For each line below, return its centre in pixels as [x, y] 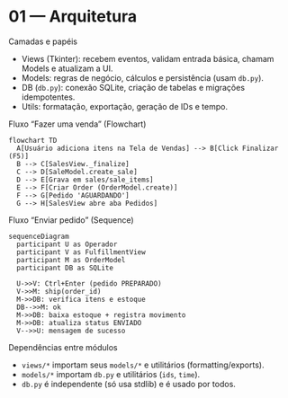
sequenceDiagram [39, 236]
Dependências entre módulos [63, 347]
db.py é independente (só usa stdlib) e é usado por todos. [128, 384]
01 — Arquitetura [73, 17]
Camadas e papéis [43, 41]
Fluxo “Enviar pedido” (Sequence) [71, 220]
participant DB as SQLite [65, 268]
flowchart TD [33, 140]
